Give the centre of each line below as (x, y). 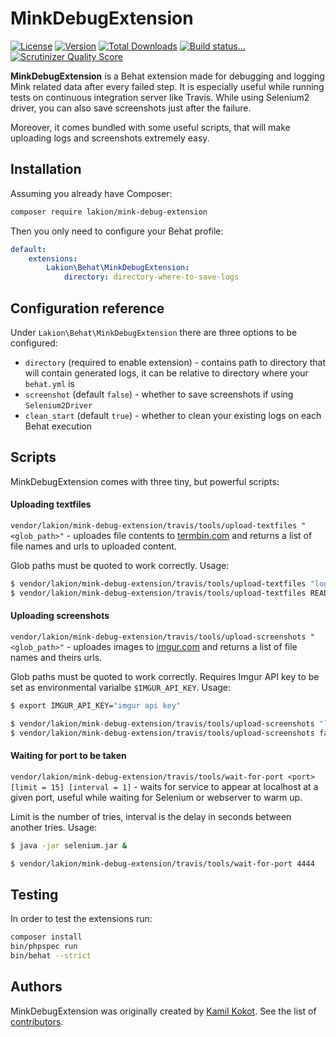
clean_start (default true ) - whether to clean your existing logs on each (173, 415)
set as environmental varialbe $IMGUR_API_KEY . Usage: (121, 687)
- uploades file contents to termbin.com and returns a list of (189, 535)
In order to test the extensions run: (81, 919)
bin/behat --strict (51, 956)
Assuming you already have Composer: (91, 193)
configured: (34, 343)
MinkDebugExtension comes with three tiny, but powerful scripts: (145, 481)
